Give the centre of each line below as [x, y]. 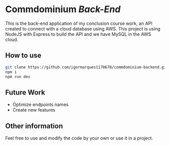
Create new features [34, 110]
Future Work [25, 92]
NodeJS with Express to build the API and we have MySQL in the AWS [78, 34]
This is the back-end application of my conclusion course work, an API [79, 23]
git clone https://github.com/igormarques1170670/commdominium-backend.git [87, 67]
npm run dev [18, 77]
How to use [23, 56]
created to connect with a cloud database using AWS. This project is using [83, 28]
